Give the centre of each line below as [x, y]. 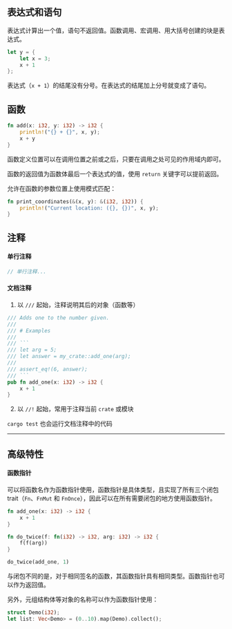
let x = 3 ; [35, 58]
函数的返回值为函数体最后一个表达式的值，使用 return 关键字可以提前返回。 [115, 173]
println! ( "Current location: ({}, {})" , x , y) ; [89, 208]
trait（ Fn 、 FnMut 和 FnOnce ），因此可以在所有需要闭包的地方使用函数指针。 [112, 498]
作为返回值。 [31, 585]
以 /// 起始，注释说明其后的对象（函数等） [78, 304]
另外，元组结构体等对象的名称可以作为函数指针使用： [83, 599]
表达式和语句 [35, 12]
